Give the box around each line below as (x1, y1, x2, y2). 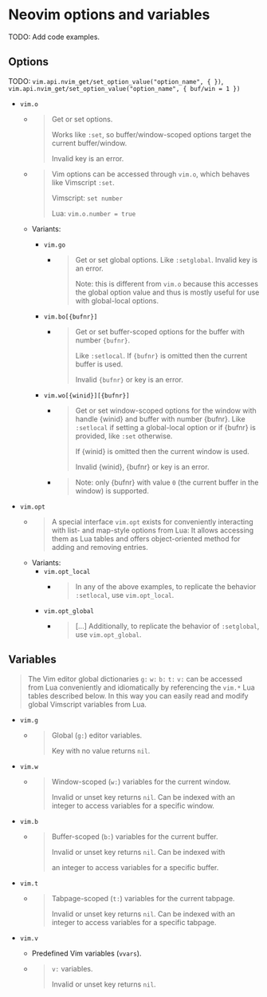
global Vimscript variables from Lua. (27, 699, 147, 709)
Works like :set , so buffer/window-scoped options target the (51, 129, 252, 139)
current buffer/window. (51, 138, 128, 148)
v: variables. (51, 963, 93, 973)
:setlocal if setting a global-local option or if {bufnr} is (75, 422, 257, 432)
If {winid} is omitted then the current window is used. (75, 446, 249, 456)
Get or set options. (51, 114, 113, 124)
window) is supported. (75, 485, 149, 496)
